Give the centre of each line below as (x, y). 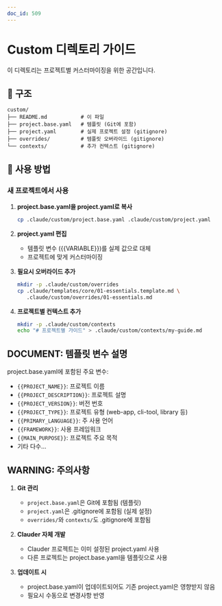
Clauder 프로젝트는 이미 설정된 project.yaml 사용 (93, 549)
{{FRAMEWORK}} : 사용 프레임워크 (59, 429)
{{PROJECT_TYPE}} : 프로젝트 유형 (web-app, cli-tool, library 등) (102, 412)
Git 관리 (28, 488)
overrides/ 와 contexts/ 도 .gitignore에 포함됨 (89, 519)
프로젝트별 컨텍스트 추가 (49, 311)
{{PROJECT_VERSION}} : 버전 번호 (60, 403)
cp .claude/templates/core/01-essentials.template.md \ (98, 291)
